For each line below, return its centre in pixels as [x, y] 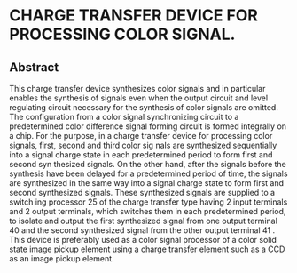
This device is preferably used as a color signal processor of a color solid [143, 240]
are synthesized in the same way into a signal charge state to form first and [147, 183]
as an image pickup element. [62, 258]
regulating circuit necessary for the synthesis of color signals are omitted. [144, 107]
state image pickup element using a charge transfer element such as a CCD [147, 249]
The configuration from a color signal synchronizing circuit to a [124, 117]
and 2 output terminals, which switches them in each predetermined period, [148, 211]
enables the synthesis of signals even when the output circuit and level [139, 98]
